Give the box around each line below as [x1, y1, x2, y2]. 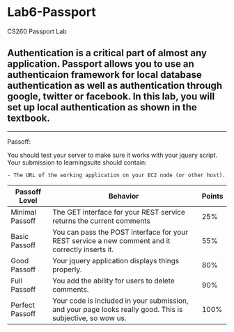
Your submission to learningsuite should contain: [7, 158, 148, 167]
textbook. [7, 113, 50, 124]
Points [201, 191, 224, 201]
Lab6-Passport [7, 4, 96, 20]
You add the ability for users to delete [52, 276, 175, 285]
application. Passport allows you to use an [7, 58, 195, 70]
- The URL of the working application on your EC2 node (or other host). [7, 172, 226, 179]
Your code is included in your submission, [52, 296, 189, 306]
